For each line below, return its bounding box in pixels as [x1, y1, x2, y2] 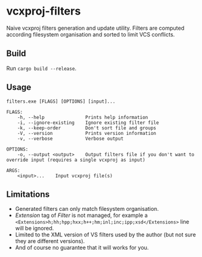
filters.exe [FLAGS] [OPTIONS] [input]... [6, 98, 116, 105]
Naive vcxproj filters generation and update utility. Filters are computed [6, 24, 184, 32]
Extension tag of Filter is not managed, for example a [15, 211, 148, 219]
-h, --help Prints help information [17, 114, 148, 120]
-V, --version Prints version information [17, 130, 156, 136]
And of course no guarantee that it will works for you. [15, 244, 149, 252]
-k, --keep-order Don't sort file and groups [17, 125, 156, 131]
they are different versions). [15, 238, 85, 245]
